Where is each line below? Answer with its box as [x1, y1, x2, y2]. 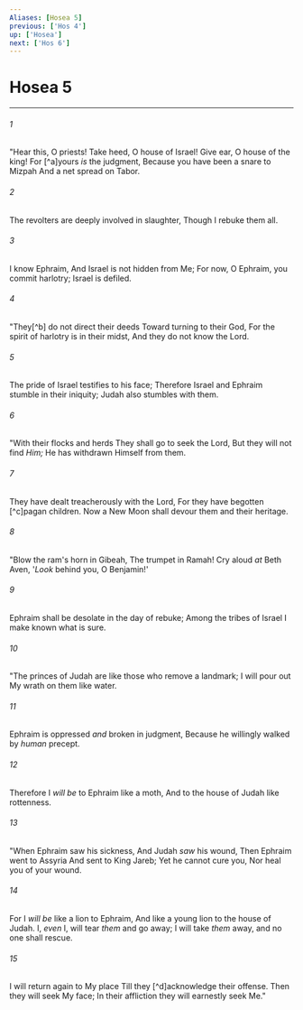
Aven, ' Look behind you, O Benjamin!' [9, 563, 149, 574]
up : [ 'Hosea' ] [9, 30, 63, 39]
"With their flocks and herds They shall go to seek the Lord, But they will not [9, 438, 292, 449]
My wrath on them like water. [9, 681, 117, 691]
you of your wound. [9, 864, 82, 876]
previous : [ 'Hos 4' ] [9, 22, 87, 31]
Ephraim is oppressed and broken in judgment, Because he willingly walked [9, 728, 290, 740]
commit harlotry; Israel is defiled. [9, 273, 133, 283]
